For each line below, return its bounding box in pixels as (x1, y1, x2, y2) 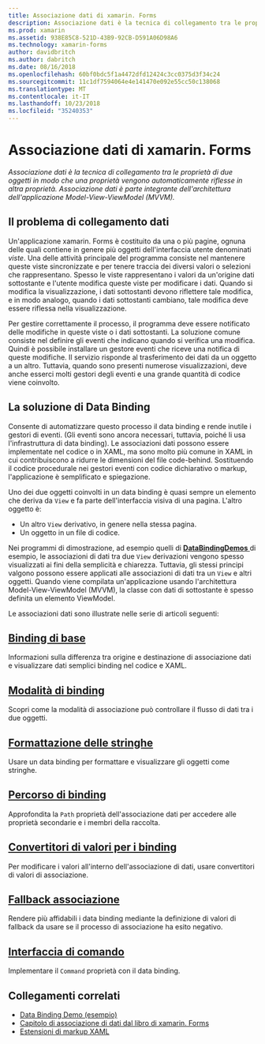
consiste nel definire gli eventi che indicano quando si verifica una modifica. (8, 335, 256, 345)
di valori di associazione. (8, 870, 89, 880)
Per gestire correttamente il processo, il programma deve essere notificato (8, 318, 251, 328)
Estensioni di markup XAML (19, 1027, 110, 1036)
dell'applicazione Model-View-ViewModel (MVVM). (8, 192, 175, 202)
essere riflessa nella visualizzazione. (8, 303, 128, 313)
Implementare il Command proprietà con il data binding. (8, 966, 181, 976)
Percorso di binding (8, 788, 106, 802)
